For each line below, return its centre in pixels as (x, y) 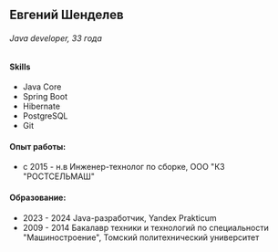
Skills (20, 67)
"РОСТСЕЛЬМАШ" (59, 176)
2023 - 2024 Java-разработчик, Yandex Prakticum (119, 217)
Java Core (42, 87)
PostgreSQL (45, 116)
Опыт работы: (38, 146)
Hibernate (41, 106)
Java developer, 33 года (56, 38)
